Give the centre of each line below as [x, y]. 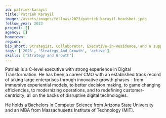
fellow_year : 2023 [24, 23]
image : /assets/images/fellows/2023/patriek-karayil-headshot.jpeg [76, 19]
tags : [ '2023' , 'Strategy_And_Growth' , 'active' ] [57, 51]
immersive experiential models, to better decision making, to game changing [83, 85]
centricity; [16, 95]
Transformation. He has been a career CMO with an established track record [83, 75]
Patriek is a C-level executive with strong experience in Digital [68, 69]
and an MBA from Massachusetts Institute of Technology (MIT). [70, 110]
